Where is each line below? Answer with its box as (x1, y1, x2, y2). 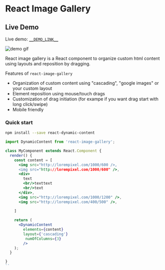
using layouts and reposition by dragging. (5, 61, 91, 66)
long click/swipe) (12, 101, 48, 107)
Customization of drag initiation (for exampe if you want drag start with (12, 96, 158, 102)
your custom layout (12, 85, 52, 91)
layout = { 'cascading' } (23, 232, 68, 237)
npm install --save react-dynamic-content (5, 130, 95, 135)
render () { (9, 153, 32, 158)
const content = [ (14, 158, 52, 163)
